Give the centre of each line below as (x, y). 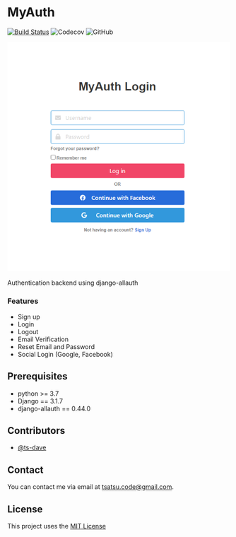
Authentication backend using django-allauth (73, 283)
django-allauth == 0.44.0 (54, 408)
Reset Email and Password (56, 346)
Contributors (36, 431)
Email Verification (43, 339)
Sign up (29, 317)
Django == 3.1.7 (40, 401)
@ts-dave (32, 448)
